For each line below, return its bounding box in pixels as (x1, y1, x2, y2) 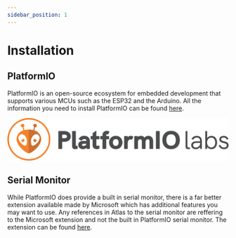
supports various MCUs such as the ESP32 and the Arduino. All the (7, 96, 202, 105)
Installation (7, 42, 74, 58)
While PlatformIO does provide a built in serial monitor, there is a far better (7, 193, 222, 201)
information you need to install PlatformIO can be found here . (7, 104, 184, 112)
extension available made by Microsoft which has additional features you (7, 200, 218, 209)
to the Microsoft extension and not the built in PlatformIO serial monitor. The (7, 215, 227, 224)
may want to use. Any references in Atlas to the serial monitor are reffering (7, 208, 223, 216)
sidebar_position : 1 (7, 11, 68, 18)
